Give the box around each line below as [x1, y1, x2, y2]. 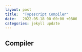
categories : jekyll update [5, 21, 60, 26]
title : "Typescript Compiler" [5, 12, 69, 17]
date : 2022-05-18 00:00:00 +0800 [5, 16, 78, 21]
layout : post [5, 7, 32, 12]
